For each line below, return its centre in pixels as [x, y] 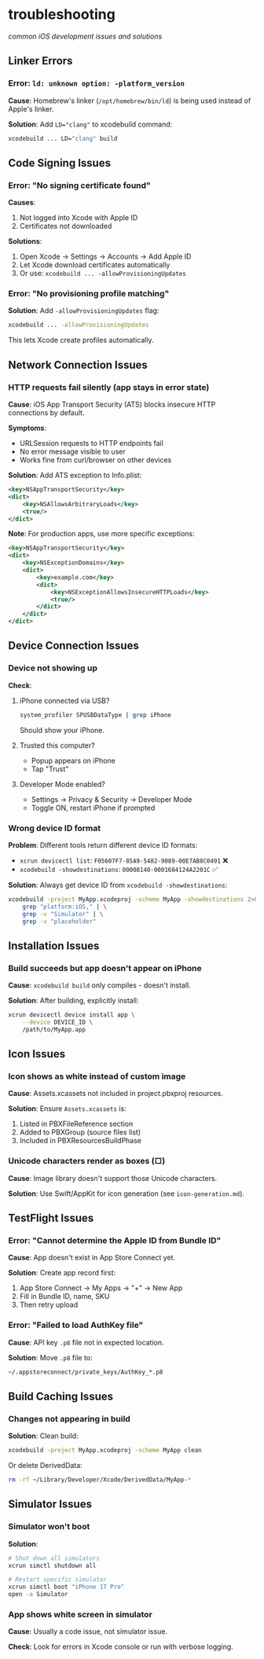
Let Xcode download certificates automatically [95, 265]
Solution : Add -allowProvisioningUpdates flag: [84, 311]
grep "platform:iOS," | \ [65, 907]
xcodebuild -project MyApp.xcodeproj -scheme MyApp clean [105, 1451]
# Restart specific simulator [58, 1580]
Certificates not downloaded [66, 226]
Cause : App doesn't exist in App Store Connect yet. [92, 1258]
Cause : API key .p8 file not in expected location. [86, 1342]
